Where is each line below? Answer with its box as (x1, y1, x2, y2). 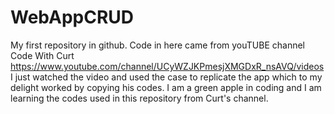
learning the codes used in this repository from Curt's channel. (10, 92, 269, 104)
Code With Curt (10, 49, 75, 61)
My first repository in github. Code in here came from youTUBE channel (10, 39, 306, 51)
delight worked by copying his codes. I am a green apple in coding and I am (10, 81, 322, 93)
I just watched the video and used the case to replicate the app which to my (10, 71, 323, 83)
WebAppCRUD (10, 6, 135, 29)
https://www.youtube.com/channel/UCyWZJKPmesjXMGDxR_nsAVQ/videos (10, 60, 325, 72)
